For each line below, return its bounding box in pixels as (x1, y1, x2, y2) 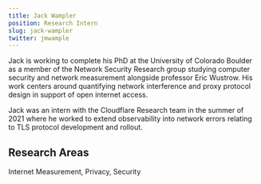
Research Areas (8, 146, 89, 159)
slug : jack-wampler (8, 26, 73, 34)
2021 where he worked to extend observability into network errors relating (8, 114, 253, 124)
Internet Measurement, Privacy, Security (8, 167, 141, 177)
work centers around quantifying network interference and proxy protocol (8, 82, 251, 91)
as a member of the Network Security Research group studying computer (8, 65, 251, 74)
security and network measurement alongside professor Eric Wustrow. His (8, 73, 253, 82)
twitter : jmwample (8, 34, 69, 42)
